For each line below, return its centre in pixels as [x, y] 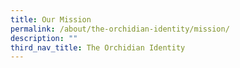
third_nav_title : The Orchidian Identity [98, 47]
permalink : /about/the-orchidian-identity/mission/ [120, 29]
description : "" [44, 38]
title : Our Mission [51, 19]
